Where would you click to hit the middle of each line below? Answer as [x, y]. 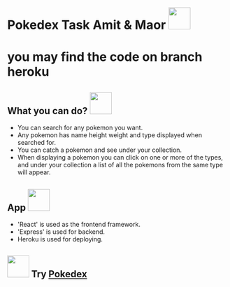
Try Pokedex [59, 274]
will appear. [34, 172]
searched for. [36, 143]
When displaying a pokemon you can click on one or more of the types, [120, 157]
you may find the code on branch [105, 57]
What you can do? [48, 111]
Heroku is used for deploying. [60, 239]
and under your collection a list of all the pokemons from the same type [120, 165]
